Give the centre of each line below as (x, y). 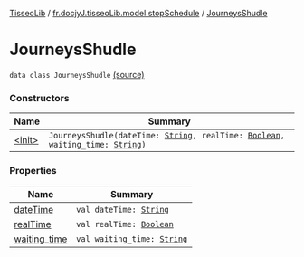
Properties (33, 171)
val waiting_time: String (132, 238)
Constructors (39, 98)
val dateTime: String (123, 209)
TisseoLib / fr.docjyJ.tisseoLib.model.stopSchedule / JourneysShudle (138, 13)
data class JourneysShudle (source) (77, 74)
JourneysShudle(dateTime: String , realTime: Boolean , (167, 136)
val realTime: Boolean (125, 224)
